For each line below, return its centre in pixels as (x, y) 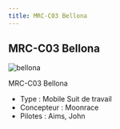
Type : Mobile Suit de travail (66, 99)
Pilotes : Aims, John (52, 116)
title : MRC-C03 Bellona (48, 16)
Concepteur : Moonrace (59, 108)
